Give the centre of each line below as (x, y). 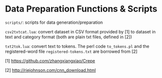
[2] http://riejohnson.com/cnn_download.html (51, 70)
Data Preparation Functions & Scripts (81, 9)
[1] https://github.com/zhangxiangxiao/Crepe (50, 61)
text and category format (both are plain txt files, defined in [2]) (69, 37)
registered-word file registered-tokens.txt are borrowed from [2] (71, 51)
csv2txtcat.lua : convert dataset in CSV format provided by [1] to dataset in (80, 31)
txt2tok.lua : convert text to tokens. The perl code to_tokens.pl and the (77, 46)
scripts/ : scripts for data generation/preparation (54, 22)
